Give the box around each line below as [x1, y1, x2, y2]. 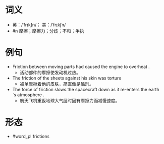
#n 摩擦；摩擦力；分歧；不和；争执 [12, 28, 84, 34]
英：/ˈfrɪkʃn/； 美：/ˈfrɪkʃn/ [12, 22, 66, 28]
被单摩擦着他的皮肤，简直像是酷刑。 [19, 81, 94, 87]
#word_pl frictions [12, 133, 50, 139]
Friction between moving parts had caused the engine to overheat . [12, 64, 150, 70]
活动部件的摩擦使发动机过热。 [19, 70, 81, 75]
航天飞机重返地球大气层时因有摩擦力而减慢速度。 [19, 97, 120, 104]
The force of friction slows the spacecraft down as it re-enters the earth [12, 86, 160, 92]
